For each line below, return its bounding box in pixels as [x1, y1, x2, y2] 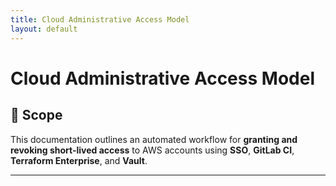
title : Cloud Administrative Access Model [10, 14, 190, 25]
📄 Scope [10, 107, 63, 124]
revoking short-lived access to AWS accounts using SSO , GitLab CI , [10, 144, 295, 156]
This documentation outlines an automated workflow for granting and [10, 133, 298, 145]
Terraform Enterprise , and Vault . [10, 154, 148, 166]
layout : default [10, 24, 78, 34]
